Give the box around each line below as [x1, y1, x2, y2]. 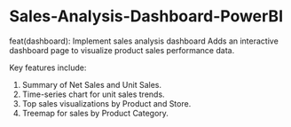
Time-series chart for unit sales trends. [21, 89, 166, 99]
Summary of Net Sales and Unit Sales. [21, 79, 162, 90]
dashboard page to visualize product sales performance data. [9, 44, 235, 55]
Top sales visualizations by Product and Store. [21, 98, 192, 108]
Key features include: [9, 62, 87, 73]
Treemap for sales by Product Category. [21, 107, 169, 118]
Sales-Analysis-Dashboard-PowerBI [9, 6, 284, 27]
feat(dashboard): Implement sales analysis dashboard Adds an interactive [9, 36, 279, 46]
